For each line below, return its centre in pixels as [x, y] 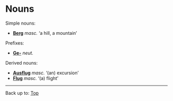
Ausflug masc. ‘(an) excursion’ [46, 73]
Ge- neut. [23, 53]
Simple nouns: [21, 23]
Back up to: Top [22, 93]
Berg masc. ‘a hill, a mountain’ [45, 33]
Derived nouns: [21, 63]
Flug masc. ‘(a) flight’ [36, 78]
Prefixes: [15, 43]
